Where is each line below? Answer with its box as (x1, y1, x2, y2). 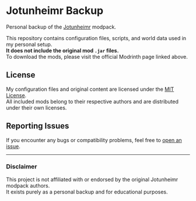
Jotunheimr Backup (6, 4, 104, 17)
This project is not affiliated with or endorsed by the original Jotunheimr (6, 176, 178, 183)
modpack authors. (6, 182, 50, 189)
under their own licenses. (6, 104, 67, 111)
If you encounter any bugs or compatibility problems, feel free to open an (6, 136, 182, 143)
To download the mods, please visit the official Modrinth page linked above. (6, 53, 188, 60)
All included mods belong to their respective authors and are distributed (6, 98, 179, 105)
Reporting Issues (6, 121, 69, 131)
